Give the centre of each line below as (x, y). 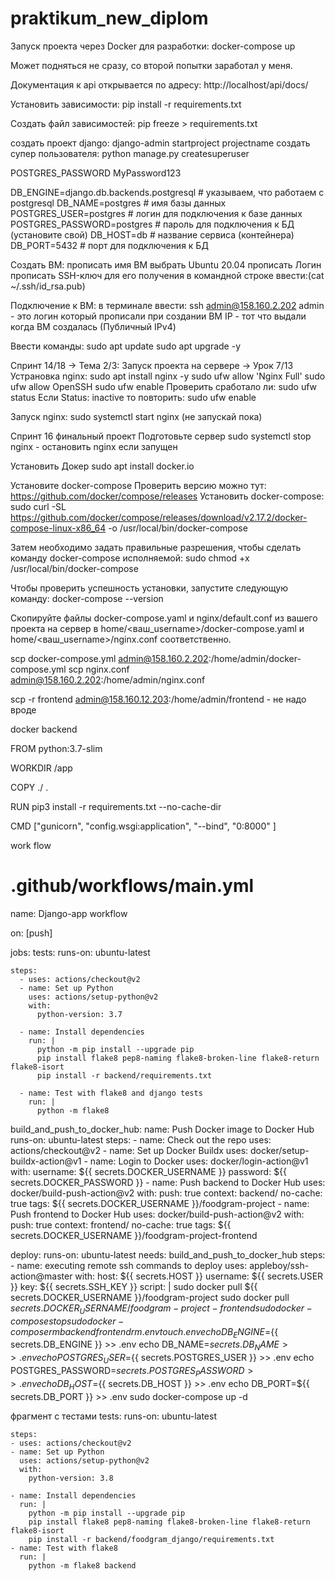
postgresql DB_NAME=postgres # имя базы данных (118, 203)
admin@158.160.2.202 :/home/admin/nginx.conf (108, 679)
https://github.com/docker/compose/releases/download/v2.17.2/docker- (159, 517)
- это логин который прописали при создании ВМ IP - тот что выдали (158, 316)
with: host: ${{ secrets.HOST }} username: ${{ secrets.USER (199, 1276)
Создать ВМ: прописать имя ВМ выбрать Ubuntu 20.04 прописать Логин (166, 264)
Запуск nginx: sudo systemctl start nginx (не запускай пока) (136, 416)
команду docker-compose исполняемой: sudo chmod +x (130, 558)
